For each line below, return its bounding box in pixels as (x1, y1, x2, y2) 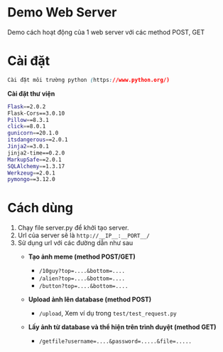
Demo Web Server (7, 4, 117, 21)
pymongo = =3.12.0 (7, 176, 55, 183)
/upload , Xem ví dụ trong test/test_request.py (38, 309, 177, 318)
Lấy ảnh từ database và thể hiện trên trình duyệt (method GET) (28, 323, 217, 331)
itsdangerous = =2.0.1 (7, 136, 69, 143)
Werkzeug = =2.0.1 (7, 169, 55, 177)
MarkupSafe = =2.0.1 (7, 156, 62, 163)
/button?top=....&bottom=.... (38, 283, 129, 290)
